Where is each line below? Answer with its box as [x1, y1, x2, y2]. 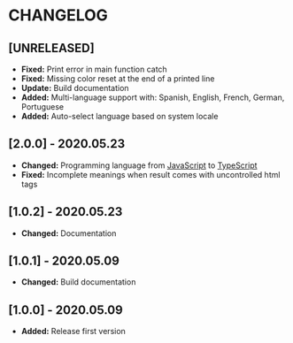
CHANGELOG [8, 5, 108, 26]
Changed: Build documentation [20, 277, 136, 287]
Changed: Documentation [20, 227, 117, 239]
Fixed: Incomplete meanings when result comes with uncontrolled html [20, 169, 281, 179]
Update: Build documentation [20, 83, 129, 93]
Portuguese [20, 102, 64, 111]
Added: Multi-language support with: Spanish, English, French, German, [20, 92, 285, 103]
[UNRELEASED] [8, 41, 95, 56]
